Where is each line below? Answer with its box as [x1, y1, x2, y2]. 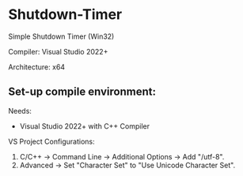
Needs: [8, 106, 32, 115]
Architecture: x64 [8, 62, 66, 72]
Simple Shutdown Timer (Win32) [8, 32, 115, 41]
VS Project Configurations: [8, 137, 95, 146]
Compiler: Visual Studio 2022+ [8, 47, 108, 56]
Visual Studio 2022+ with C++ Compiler [19, 121, 150, 131]
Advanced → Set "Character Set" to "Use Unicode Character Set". [19, 160, 236, 170]
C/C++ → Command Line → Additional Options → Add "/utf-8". [19, 152, 225, 161]
